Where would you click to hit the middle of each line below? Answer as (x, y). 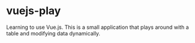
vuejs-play (34, 11)
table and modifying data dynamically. (53, 33)
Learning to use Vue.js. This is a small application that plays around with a (97, 27)
